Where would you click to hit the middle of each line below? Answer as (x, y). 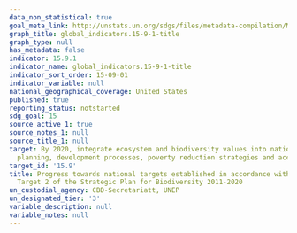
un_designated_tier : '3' (55, 199)
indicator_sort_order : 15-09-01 (69, 75)
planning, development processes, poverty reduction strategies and (146, 157)
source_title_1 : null (49, 141)
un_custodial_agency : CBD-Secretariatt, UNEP (94, 190)
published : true (39, 100)
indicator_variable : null (57, 83)
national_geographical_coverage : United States (99, 91)
